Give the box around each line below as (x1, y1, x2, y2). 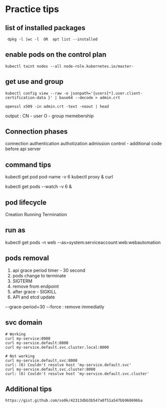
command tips (5, 160, 51, 169)
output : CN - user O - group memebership (5, 113, 94, 119)
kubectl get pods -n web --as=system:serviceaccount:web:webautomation (5, 239, 161, 245)
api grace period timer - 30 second (12, 267, 86, 273)
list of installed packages (5, 24, 86, 32)
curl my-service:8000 (5, 336, 51, 341)
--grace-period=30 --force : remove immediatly (5, 303, 105, 310)
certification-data (5, 95, 46, 100)
